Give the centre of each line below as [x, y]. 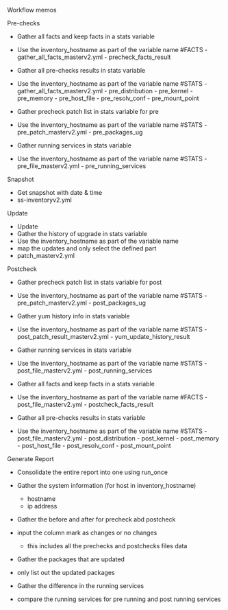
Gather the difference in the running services [80, 586]
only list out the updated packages [66, 573]
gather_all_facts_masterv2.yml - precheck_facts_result [94, 57]
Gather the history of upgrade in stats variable [82, 234]
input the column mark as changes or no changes [87, 532]
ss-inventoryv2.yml [44, 200]
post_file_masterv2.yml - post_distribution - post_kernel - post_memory [118, 438]
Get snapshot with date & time [60, 192]
